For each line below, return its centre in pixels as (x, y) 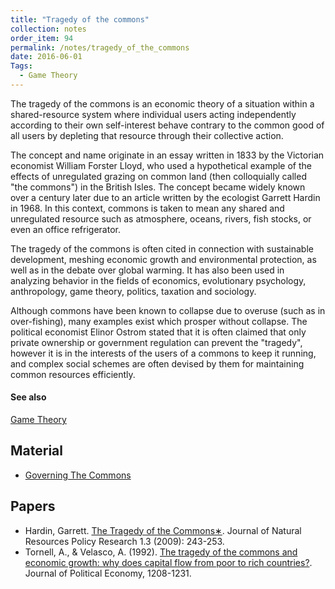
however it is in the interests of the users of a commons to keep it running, (163, 353)
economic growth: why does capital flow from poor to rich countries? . (168, 562)
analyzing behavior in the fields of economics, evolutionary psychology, (158, 280)
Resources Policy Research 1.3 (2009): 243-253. (124, 541)
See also (28, 397)
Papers (33, 506)
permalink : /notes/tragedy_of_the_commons (100, 47)
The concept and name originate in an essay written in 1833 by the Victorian (167, 155)
